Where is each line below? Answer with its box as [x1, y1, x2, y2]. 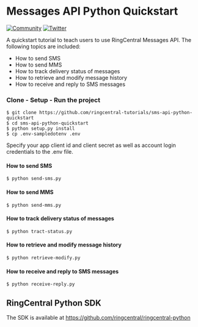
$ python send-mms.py [6, 202, 62, 208]
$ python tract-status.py [6, 228, 72, 234]
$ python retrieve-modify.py [6, 255, 81, 261]
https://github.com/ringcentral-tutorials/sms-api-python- [38, 110, 193, 116]
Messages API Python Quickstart [6, 4, 178, 18]
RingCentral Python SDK [6, 298, 102, 308]
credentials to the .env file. [6, 148, 73, 156]
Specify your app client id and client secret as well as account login [6, 142, 176, 149]
